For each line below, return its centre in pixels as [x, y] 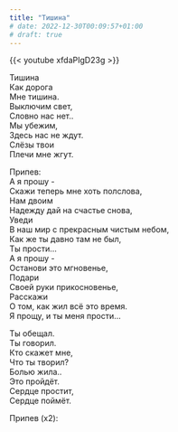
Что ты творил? [39, 362]
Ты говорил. [33, 343]
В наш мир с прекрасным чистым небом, [89, 230]
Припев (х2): [34, 418]
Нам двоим [31, 201]
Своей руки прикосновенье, [64, 287]
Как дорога [31, 88]
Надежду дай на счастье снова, [71, 211]
